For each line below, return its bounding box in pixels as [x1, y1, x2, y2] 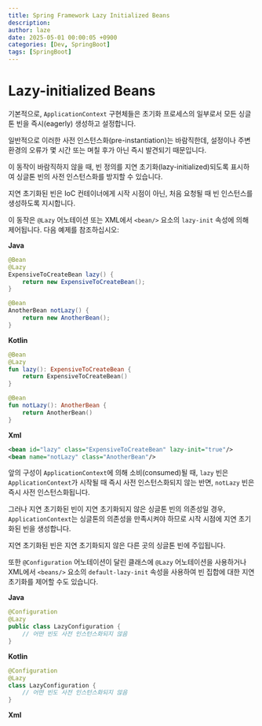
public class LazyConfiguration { [8, 623, 122, 631]
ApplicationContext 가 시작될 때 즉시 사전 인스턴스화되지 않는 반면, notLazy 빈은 [8, 477, 255, 488]
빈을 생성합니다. [22, 524, 71, 533]
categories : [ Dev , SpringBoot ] [8, 41, 111, 49]
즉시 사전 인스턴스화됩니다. [8, 488, 90, 497]
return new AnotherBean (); [22, 314, 111, 322]
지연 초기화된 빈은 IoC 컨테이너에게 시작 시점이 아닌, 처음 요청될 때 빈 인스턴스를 [8, 188, 253, 197]
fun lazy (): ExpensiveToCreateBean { [8, 365, 132, 374]
